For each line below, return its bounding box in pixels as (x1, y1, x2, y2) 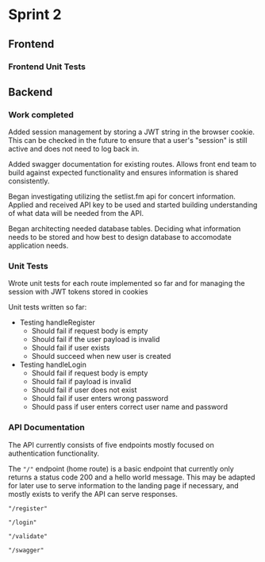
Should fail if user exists (31, 343, 110, 352)
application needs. (8, 241, 69, 251)
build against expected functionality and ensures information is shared (8, 168, 239, 178)
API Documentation (8, 422, 86, 433)
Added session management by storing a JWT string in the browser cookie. (8, 127, 255, 137)
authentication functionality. (8, 448, 100, 458)
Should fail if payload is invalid (31, 377, 132, 387)
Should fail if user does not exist (31, 385, 137, 395)
